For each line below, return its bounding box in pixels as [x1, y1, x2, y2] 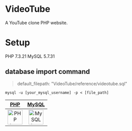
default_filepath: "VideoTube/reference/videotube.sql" [17, 80, 128, 87]
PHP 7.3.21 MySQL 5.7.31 [5, 53, 55, 59]
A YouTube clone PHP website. [5, 20, 68, 26]
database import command [5, 67, 90, 76]
